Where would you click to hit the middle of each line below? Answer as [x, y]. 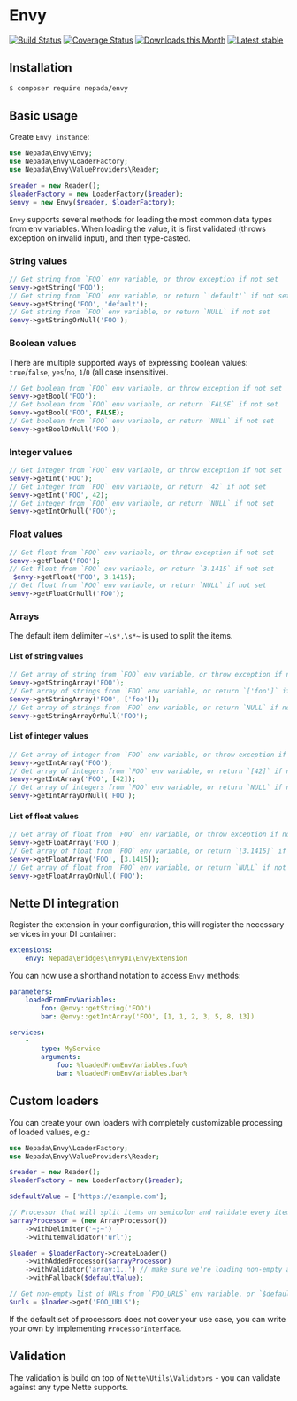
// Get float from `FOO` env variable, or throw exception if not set [142, 553]
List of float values [44, 816]
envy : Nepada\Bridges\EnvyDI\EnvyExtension [107, 959]
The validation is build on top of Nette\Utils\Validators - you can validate [145, 1377]
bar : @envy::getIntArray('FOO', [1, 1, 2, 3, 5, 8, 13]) [148, 1016]
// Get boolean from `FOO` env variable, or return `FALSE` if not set [144, 405]
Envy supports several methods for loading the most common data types [141, 219]
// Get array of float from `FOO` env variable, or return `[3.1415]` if [148, 851]
